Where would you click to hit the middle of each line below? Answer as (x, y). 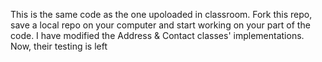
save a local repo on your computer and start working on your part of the (160, 25)
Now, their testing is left (59, 46)
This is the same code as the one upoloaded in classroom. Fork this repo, (161, 14)
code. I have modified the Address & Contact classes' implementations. (157, 35)
